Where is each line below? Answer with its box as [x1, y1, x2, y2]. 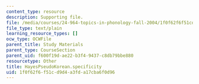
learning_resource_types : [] [6, 31, 78, 37]
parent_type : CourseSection [6, 47, 76, 53]
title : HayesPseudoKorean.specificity [6, 63, 102, 70]
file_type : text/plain [6, 25, 62, 31]
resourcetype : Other [6, 58, 57, 64]
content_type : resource [6, 8, 65, 15]
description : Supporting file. [6, 14, 84, 20]
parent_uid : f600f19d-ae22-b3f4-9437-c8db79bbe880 [6, 53, 134, 59]
